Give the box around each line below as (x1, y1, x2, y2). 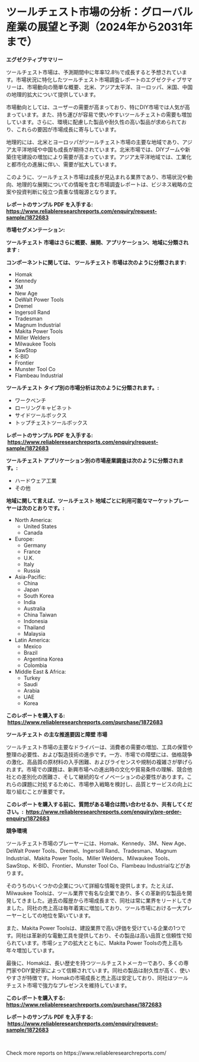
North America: (14, 516, 52, 523)
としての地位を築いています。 (21, 912, 94, 919)
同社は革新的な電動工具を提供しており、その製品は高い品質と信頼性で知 (15, 932, 192, 939)
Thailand (23, 624, 46, 631)
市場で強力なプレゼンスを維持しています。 (26, 982, 130, 989)
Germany (23, 542, 46, 549)
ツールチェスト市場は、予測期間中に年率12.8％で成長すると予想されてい (6, 68, 182, 76)
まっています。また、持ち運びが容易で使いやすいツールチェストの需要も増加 (6, 111, 192, 118)
